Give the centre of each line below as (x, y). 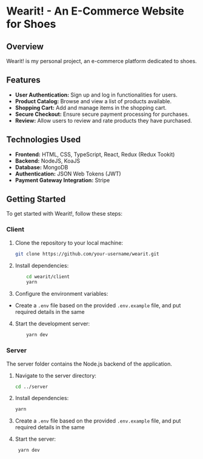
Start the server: (35, 439)
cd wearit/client (48, 277)
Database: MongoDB (42, 167)
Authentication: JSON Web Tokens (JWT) (68, 174)
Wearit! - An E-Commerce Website (95, 11)
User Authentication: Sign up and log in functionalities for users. (96, 95)
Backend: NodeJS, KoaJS (48, 161)
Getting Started (36, 199)
